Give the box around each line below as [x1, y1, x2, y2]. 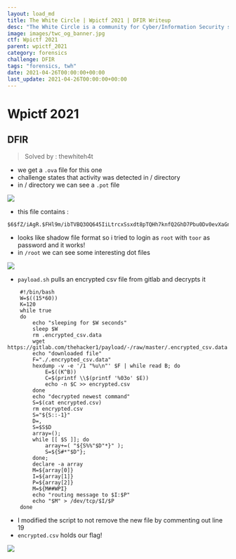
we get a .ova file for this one [17, 166, 103, 174]
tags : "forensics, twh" [7, 63, 77, 70]
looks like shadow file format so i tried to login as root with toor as [17, 233, 211, 242]
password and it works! [17, 241, 86, 249]
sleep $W [32, 326, 58, 333]
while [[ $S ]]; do [32, 436, 90, 443]
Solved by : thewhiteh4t [24, 152, 93, 161]
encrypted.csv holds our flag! [17, 531, 103, 539]
